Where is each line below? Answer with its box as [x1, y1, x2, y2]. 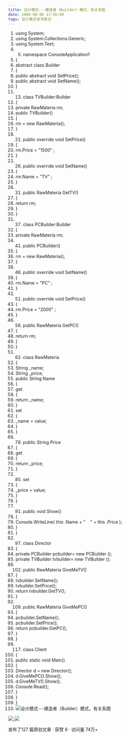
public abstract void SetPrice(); [15, 73, 79, 79]
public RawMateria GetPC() [22, 322, 79, 328]
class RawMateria [22, 354, 59, 360]
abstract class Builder [15, 62, 60, 68]
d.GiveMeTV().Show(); [15, 678, 61, 684]
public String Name [15, 375, 55, 381]
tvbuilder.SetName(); [15, 577, 59, 583]
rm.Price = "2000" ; [15, 306, 56, 312]
